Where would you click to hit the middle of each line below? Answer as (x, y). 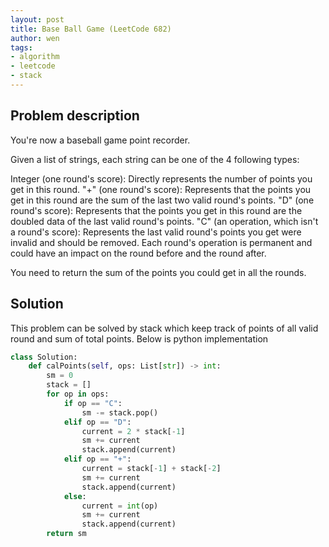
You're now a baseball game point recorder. (100, 140)
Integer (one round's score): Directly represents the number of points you (161, 178)
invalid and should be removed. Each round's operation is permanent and (161, 242)
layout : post (37, 19)
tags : (21, 47)
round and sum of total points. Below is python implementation (139, 338)
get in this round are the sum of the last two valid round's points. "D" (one (162, 200)
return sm (66, 534)
